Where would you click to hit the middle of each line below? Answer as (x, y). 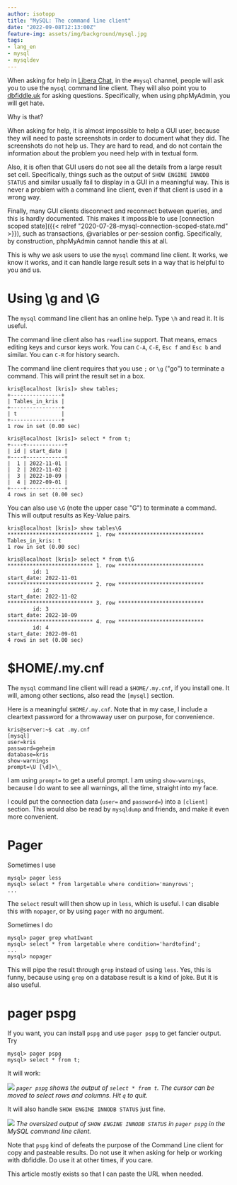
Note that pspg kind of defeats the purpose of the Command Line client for (115, 1145)
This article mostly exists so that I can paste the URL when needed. (105, 1174)
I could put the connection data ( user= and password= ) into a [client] (108, 801)
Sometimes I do (30, 924)
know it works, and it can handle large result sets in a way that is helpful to (116, 262)
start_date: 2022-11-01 (42, 578)
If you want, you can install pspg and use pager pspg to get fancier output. (114, 1033)
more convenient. (33, 817)
